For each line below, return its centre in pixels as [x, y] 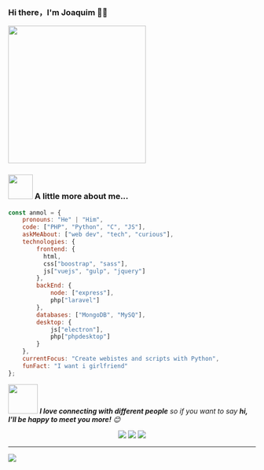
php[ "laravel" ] [75, 300]
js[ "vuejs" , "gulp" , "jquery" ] [94, 271]
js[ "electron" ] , [77, 329]
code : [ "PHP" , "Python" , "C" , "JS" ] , [84, 227]
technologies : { [49, 242]
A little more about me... [81, 196]
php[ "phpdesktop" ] [80, 337]
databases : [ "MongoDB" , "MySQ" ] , [91, 315]
